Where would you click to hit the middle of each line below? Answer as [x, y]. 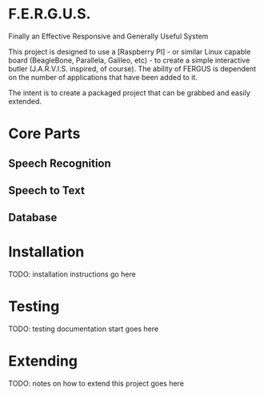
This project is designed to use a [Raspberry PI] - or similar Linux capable [130, 51]
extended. [25, 101]
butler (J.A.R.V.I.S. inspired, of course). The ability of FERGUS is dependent [132, 68]
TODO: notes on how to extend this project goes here [96, 384]
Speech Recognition [60, 163]
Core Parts [44, 134]
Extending [43, 361]
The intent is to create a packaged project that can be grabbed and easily [129, 92]
